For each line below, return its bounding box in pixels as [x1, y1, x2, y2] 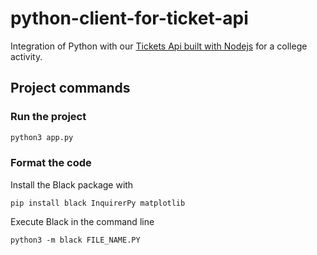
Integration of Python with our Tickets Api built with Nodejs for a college [10, 40, 308, 52]
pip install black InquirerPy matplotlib [10, 198, 186, 208]
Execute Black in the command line [10, 215, 155, 227]
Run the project [10, 110, 87, 124]
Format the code [10, 156, 92, 170]
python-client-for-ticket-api [10, 7, 249, 30]
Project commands [10, 80, 131, 97]
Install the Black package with [10, 178, 134, 191]
